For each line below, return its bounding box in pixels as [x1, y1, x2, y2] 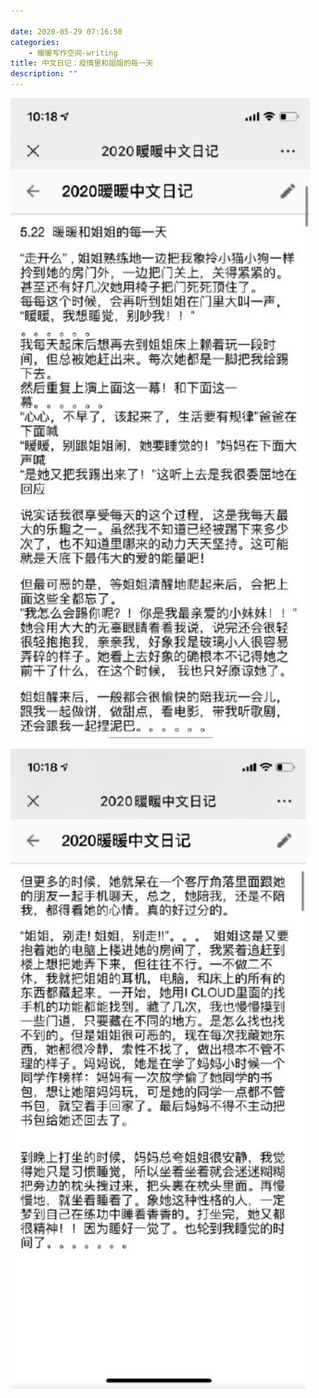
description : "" [10, 69, 78, 79]
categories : [10, 37, 60, 47]
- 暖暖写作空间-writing [28, 48, 118, 58]
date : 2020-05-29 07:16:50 [10, 26, 123, 37]
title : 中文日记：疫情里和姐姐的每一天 [10, 58, 154, 69]
